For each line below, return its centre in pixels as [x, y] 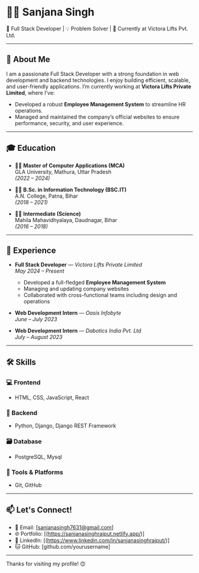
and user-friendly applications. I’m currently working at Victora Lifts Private [99, 86]
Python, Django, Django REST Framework [65, 426]
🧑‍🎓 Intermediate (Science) [48, 214]
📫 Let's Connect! [39, 510]
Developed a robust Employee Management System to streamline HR [100, 104]
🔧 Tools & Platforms [35, 472]
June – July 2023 [36, 319]
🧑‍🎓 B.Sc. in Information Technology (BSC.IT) [70, 189]
